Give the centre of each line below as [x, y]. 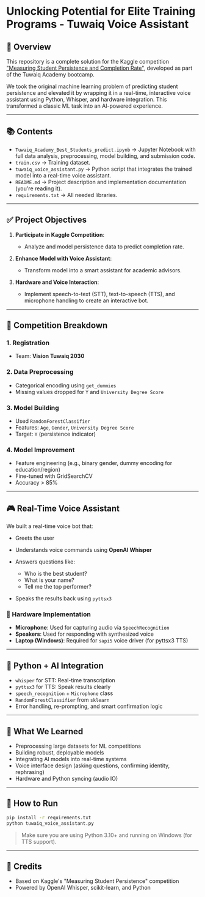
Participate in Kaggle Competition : [60, 234]
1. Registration [28, 343]
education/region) [38, 470]
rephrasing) [30, 772]
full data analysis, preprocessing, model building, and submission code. [105, 156]
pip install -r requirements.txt [49, 817]
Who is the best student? [56, 574]
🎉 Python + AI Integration [55, 665]
